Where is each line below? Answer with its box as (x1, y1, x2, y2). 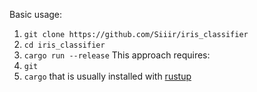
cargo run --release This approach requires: (23, 49, 211, 61)
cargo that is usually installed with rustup (23, 70, 192, 82)
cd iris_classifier (23, 40, 106, 50)
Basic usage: (9, 9, 63, 20)
